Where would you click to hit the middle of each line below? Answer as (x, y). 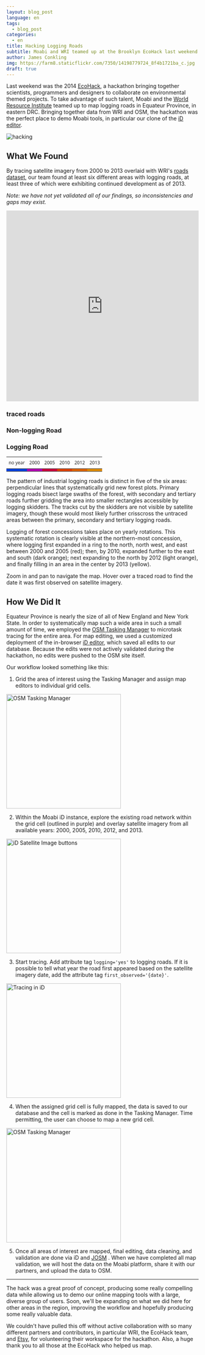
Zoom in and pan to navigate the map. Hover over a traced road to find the (100, 576)
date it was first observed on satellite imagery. (64, 583)
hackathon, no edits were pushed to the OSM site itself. (76, 656)
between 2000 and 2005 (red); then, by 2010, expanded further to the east (100, 551)
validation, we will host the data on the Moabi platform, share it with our (105, 1264)
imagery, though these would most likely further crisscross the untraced (97, 514)
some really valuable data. (39, 1314)
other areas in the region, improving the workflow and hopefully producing (100, 1308)
